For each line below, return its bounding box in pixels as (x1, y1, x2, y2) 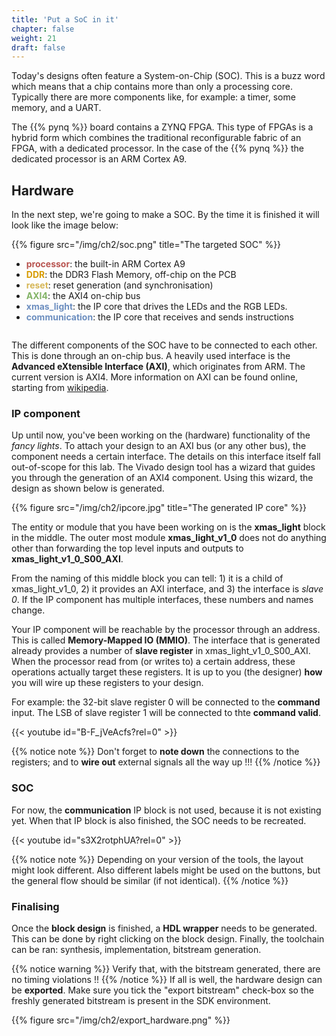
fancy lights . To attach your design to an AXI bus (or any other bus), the (11, 440, 307, 452)
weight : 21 (11, 33, 57, 43)
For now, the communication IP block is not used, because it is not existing (11, 804, 322, 816)
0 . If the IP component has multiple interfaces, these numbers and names (11, 594, 314, 606)
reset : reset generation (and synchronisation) (25, 279, 214, 291)
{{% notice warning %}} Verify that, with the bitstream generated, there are (11, 962, 321, 975)
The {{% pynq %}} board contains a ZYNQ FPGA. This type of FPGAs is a (11, 121, 314, 133)
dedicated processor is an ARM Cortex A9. (11, 153, 188, 165)
